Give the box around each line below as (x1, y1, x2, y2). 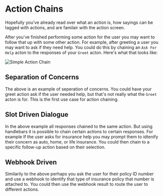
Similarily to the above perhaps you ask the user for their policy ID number (5, 171, 154, 177)
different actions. (5, 186, 39, 193)
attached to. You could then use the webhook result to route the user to (5, 181, 148, 187)
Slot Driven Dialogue (5, 110, 69, 119)
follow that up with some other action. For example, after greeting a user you (5, 39, 159, 45)
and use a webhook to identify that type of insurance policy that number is (5, 176, 154, 182)
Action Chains (5, 3, 63, 15)
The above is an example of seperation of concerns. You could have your (5, 86, 152, 92)
